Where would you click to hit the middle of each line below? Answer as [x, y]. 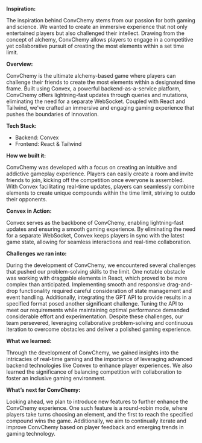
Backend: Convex [37, 137]
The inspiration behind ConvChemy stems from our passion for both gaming [101, 20]
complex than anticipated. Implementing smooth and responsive [86, 284]
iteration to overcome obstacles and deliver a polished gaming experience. [99, 329]
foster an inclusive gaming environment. [56, 378]
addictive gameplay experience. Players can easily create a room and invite [100, 174]
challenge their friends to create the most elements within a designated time [101, 82]
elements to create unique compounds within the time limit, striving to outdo [101, 193]
